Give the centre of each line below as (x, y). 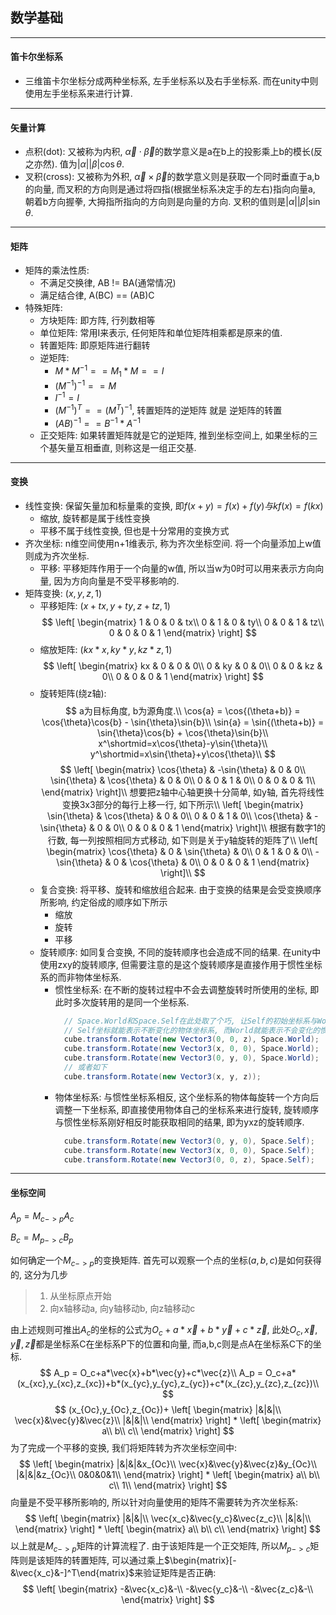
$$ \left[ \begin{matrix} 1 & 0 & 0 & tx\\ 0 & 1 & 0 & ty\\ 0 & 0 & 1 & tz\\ (183, 622)
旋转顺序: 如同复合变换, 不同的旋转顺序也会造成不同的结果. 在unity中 (180, 952)
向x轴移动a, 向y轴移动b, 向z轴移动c (122, 1309)
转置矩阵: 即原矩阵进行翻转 (95, 345)
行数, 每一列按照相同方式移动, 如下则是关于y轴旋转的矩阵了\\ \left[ (182, 840)
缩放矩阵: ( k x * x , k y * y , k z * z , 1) (106, 649)
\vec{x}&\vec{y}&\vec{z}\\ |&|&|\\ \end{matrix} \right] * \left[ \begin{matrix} (168, 1420)
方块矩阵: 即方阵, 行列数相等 (97, 320)
